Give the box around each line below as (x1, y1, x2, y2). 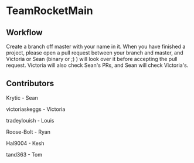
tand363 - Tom (6, 151, 43, 158)
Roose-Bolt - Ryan (6, 128, 51, 135)
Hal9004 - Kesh (6, 140, 45, 147)
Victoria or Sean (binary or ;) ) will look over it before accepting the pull (6, 56, 178, 62)
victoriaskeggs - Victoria (6, 106, 66, 113)
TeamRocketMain (6, 4, 93, 18)
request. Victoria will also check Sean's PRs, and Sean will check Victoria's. (6, 62, 189, 69)
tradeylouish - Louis (6, 117, 55, 124)
